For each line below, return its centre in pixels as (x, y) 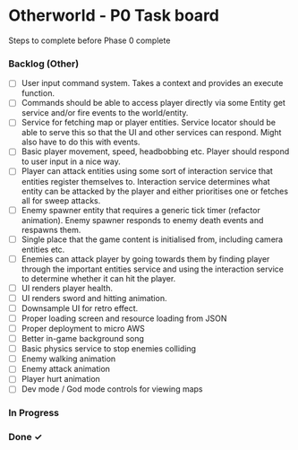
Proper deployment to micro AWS (83, 328)
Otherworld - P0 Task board (114, 16)
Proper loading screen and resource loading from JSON (124, 318)
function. (38, 93)
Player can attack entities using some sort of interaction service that (147, 171)
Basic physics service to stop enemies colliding (109, 349)
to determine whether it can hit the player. (98, 278)
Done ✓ (26, 437)
